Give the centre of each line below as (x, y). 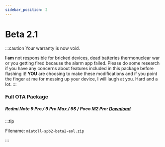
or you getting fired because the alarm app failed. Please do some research (82, 63)
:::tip (10, 121)
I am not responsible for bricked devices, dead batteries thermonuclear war (82, 58)
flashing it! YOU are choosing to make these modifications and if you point (81, 73)
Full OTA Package (27, 97)
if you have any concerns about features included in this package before (80, 68)
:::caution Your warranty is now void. (43, 48)
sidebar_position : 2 (27, 10)
